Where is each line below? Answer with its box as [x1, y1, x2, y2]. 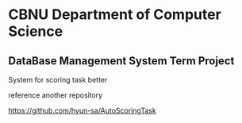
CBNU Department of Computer [8, 6, 222, 24]
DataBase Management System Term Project [8, 54, 235, 67]
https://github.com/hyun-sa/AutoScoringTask [8, 106, 156, 115]
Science [8, 22, 63, 40]
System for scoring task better [8, 75, 108, 84]
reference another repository [8, 90, 103, 100]
